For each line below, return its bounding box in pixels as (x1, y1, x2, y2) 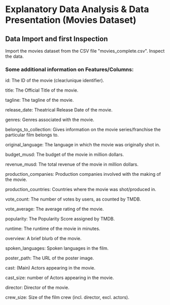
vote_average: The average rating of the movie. (5, 206, 104, 212)
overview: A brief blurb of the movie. (5, 236, 82, 242)
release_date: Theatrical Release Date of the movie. (5, 107, 113, 113)
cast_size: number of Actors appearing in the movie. (5, 275, 114, 281)
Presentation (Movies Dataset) (5, 14, 137, 26)
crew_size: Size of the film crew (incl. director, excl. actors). (5, 294, 130, 300)
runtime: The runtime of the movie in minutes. (5, 225, 100, 232)
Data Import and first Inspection (5, 34, 108, 43)
